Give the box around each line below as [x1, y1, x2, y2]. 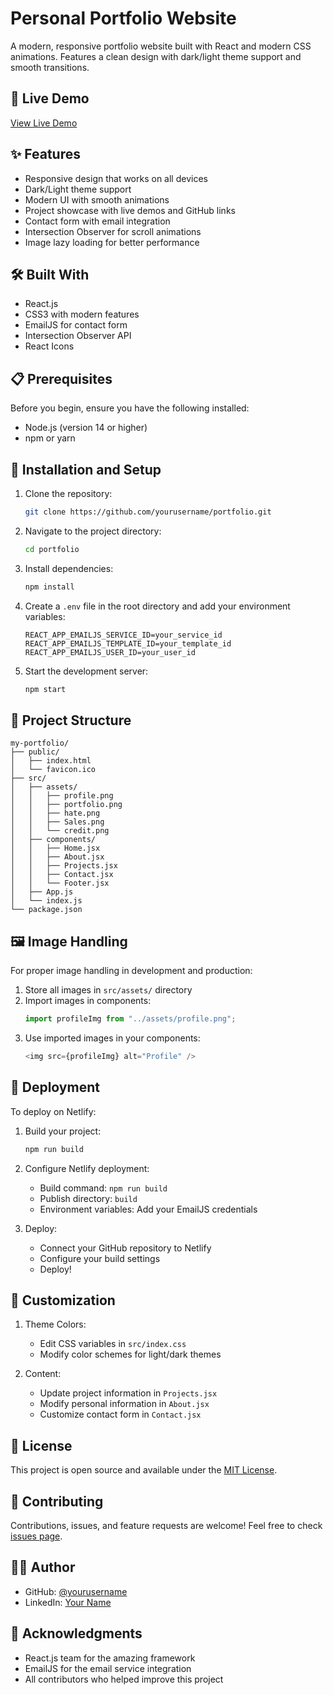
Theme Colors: [24, 1318, 87, 1331]
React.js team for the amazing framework [24, 1652, 196, 1664]
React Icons [24, 340, 75, 352]
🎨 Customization [10, 1292, 116, 1309]
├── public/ [10, 747, 60, 757]
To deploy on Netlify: [10, 1105, 97, 1117]
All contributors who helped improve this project [24, 1673, 224, 1685]
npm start [24, 684, 67, 694]
